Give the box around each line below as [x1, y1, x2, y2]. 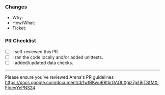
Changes [5, 3, 27, 10]
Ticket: [12, 25, 27, 31]
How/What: [12, 20, 35, 26]
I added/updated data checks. [12, 60, 74, 65]
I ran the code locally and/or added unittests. [12, 54, 103, 60]
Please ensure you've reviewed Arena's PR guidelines [5, 74, 114, 80]
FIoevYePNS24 [5, 85, 36, 91]
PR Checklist [5, 37, 36, 44]
